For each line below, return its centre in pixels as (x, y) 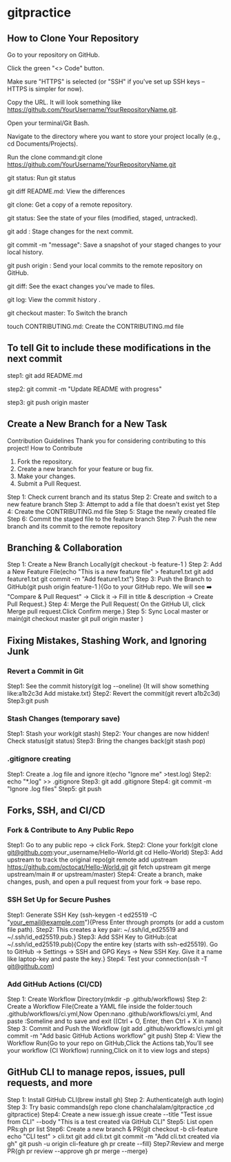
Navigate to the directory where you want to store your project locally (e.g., (114, 136)
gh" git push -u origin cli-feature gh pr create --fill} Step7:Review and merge (115, 1143)
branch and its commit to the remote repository (74, 526)
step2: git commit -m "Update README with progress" (84, 389)
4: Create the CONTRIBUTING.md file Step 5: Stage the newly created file (112, 511)
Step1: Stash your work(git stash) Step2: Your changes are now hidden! (108, 734)
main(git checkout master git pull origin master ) (75, 619)
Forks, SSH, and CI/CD (56, 811)
